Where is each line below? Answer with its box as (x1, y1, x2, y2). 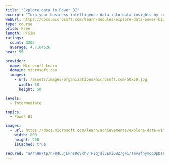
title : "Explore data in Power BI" (5, 7, 80, 13)
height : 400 (14, 137, 39, 142)
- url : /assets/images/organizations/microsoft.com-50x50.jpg (14, 77, 147, 83)
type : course (5, 21, 33, 27)
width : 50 (18, 82, 39, 87)
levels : (5, 96, 22, 101)
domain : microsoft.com (10, 68, 57, 73)
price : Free (5, 26, 30, 31)
